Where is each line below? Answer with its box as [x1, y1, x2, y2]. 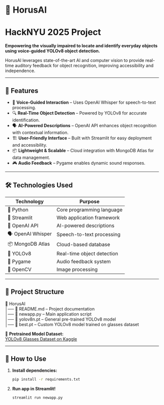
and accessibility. [12, 142, 47, 148]
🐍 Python [7, 206, 28, 213]
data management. [12, 154, 50, 160]
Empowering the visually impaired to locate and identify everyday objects [5, 43, 158, 49]
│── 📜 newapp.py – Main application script [5, 311, 92, 317]
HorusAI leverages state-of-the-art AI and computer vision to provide [5, 58, 144, 63]
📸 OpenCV [7, 266, 32, 272]
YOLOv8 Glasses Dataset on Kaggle [5, 336, 77, 342]
